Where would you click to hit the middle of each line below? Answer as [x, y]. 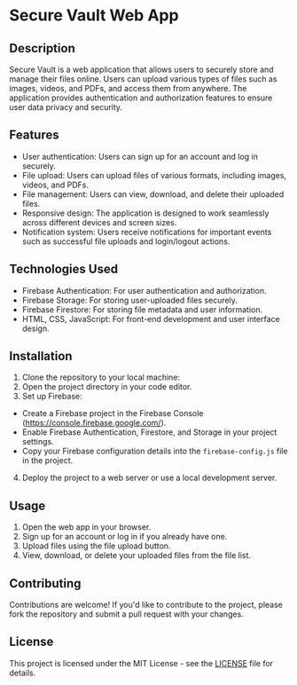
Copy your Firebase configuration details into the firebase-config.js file [155, 451]
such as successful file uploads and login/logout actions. [126, 241]
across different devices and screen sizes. [99, 222]
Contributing [45, 583]
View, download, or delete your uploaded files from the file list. [136, 555]
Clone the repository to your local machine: [101, 377]
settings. [38, 442]
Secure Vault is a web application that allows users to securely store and [141, 69]
